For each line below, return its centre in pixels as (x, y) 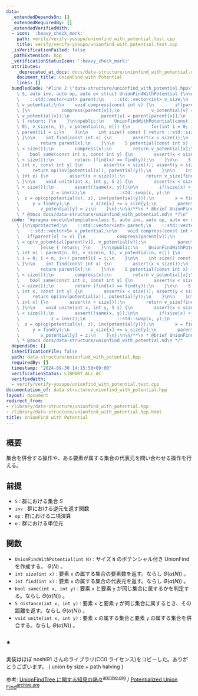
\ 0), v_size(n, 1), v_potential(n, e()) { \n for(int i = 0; (103, 127)
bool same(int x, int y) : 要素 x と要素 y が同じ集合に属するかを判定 (99, 588)
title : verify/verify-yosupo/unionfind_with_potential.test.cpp (97, 45)
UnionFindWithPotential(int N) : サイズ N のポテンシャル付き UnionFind (102, 559)
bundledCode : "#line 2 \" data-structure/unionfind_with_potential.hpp (100, 88)
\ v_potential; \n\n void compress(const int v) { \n (85, 105)
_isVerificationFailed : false (48, 50)
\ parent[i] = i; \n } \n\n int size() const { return (91, 132)
